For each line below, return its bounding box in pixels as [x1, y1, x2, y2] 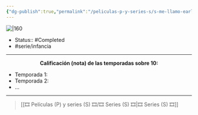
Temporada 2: [14, 77, 49, 84]
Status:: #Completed [14, 36, 65, 43]
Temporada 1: [14, 71, 48, 78]
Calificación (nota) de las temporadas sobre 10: [39, 60, 159, 67]
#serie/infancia [14, 42, 52, 50]
